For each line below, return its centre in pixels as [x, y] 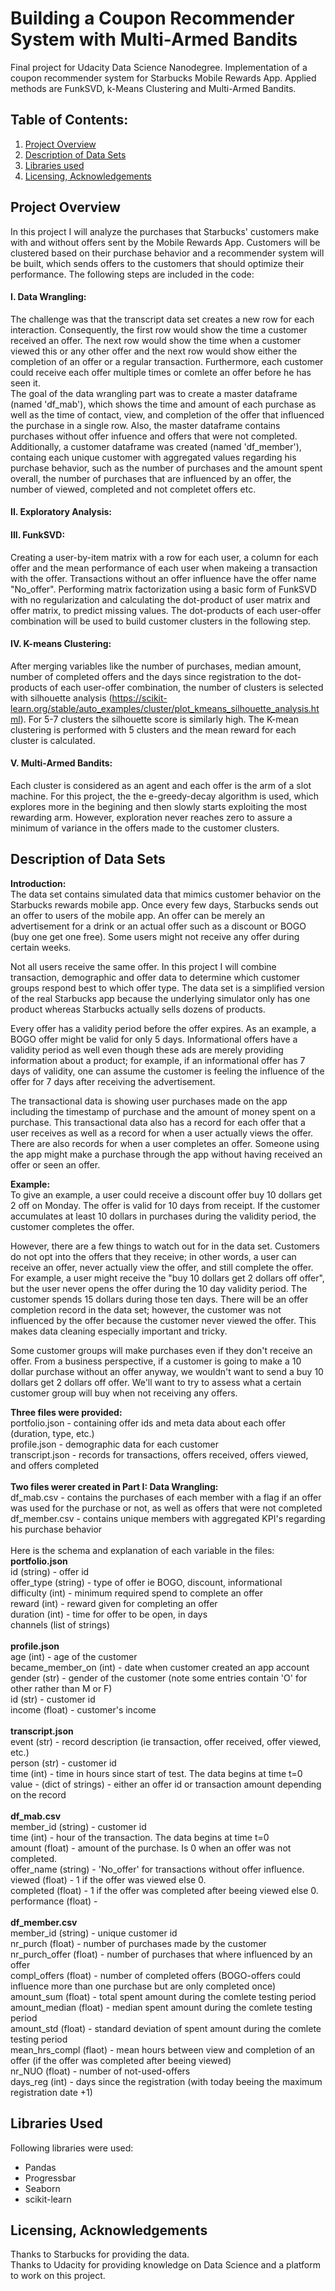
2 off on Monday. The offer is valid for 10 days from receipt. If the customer [165, 1205]
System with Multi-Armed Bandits [154, 39]
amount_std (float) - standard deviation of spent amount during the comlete [166, 2028]
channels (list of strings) [60, 1624]
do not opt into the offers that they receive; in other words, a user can [153, 1256]
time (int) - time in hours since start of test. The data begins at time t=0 [156, 1773]
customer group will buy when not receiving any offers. [124, 1393]
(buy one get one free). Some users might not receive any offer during [155, 936]
